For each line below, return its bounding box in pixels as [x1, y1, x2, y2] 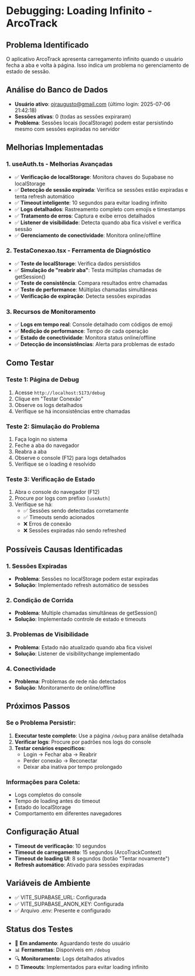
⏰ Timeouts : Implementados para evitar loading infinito [14, 964, 149, 971]
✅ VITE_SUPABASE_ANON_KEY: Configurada [14, 900, 124, 907]
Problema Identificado [6, 40, 89, 50]
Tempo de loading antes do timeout [14, 797, 101, 804]
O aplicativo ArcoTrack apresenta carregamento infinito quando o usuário [6, 56, 183, 62]
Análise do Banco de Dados [6, 85, 108, 95]
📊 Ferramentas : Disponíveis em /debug [14, 946, 110, 954]
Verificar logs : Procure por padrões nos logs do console [14, 738, 151, 745]
